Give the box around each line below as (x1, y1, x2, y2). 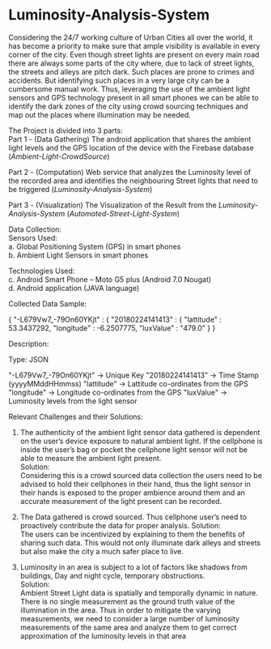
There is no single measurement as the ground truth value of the (19, 596, 235, 606)
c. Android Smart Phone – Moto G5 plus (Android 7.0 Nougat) (8, 274, 212, 284)
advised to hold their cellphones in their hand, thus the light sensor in (19, 479, 251, 489)
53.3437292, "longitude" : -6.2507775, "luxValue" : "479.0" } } (8, 322, 216, 333)
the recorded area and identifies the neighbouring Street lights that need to (8, 176, 259, 186)
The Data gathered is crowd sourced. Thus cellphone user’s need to (19, 512, 247, 522)
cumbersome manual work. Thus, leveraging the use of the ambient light (8, 83, 251, 94)
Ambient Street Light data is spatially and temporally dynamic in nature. (19, 587, 259, 597)
